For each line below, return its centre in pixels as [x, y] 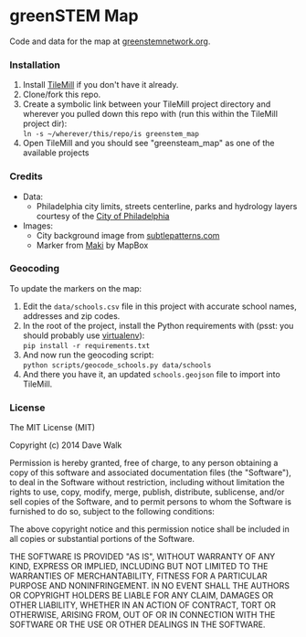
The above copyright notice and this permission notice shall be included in [149, 529]
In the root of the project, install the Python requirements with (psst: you [158, 325]
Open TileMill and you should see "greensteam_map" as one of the [149, 143]
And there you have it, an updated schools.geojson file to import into [151, 374]
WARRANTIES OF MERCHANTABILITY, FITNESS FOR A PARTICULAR [138, 576]
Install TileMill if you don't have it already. [100, 85]
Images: [37, 226]
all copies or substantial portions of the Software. [102, 539]
